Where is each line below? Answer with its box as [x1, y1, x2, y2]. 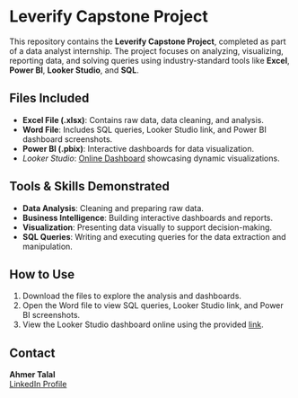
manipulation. [22, 241, 74, 252]
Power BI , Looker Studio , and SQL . [9, 65, 139, 75]
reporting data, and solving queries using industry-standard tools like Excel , [9, 55, 290, 66]
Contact [9, 345, 56, 360]
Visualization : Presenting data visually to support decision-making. [22, 222, 272, 233]
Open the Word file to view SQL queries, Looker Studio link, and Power [22, 300, 285, 311]
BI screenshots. [22, 310, 81, 321]
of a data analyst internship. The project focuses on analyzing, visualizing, [9, 45, 285, 56]
